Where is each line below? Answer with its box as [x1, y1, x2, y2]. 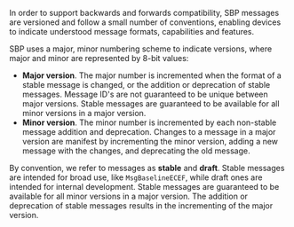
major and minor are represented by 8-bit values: [9, 53, 189, 63]
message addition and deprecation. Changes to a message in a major [21, 127, 276, 137]
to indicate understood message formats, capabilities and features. [9, 27, 255, 36]
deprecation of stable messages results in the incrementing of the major [9, 200, 274, 211]
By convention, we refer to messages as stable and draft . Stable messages [9, 163, 285, 173]
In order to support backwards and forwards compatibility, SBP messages [9, 8, 280, 18]
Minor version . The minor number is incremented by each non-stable [21, 117, 277, 128]
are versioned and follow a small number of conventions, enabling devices [9, 17, 282, 27]
